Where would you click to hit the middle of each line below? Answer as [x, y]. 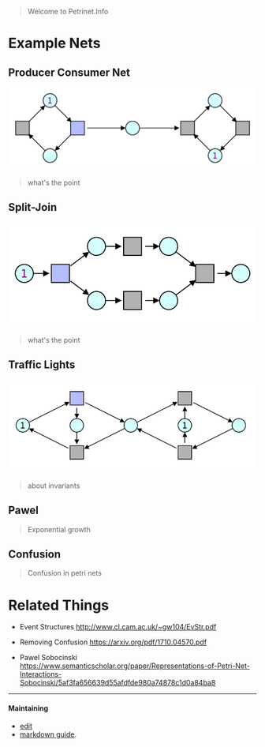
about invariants [54, 486]
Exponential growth [59, 529]
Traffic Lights [42, 365]
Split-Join [33, 207]
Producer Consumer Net [69, 72]
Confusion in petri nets [65, 573]
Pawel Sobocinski [48, 658]
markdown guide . [48, 734]
